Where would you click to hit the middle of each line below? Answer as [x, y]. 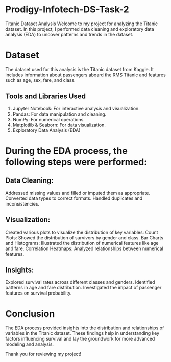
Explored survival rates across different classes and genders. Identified [80, 282]
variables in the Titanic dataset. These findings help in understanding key [82, 333]
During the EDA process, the [66, 151]
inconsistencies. [22, 203]
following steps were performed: [76, 162]
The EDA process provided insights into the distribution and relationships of [85, 328]
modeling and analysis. [30, 344]
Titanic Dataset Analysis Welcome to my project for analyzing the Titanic [82, 24]
